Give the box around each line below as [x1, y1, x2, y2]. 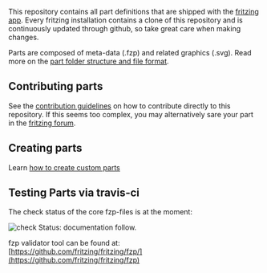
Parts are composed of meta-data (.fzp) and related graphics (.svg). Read [8, 48, 252, 57]
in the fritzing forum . [8, 118, 76, 128]
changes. [8, 32, 39, 42]
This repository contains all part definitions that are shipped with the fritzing [8, 7, 259, 16]
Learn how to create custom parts [8, 162, 120, 172]
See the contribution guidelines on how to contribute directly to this [8, 100, 231, 111]
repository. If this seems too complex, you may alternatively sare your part [8, 109, 254, 119]
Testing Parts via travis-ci [8, 186, 140, 200]
